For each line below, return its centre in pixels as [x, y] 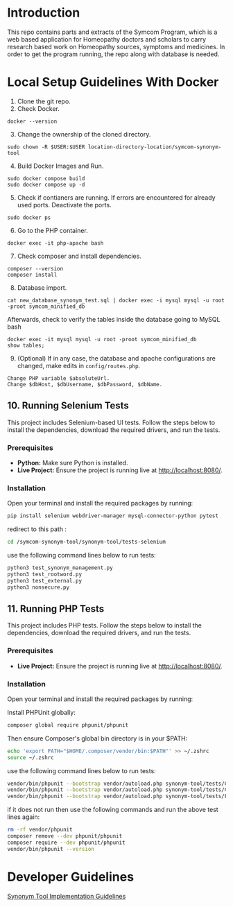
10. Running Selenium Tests [68, 406]
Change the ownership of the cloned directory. [84, 134]
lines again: [24, 817]
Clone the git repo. [44, 101]
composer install [32, 275]
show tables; [26, 345]
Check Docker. [38, 108]
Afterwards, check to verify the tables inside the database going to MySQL [114, 319]
